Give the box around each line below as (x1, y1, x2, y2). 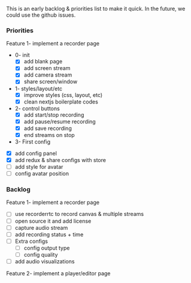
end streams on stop (23, 131, 75, 138)
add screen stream (23, 65, 71, 72)
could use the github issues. (6, 11, 76, 19)
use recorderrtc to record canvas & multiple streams (14, 211, 144, 218)
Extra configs (14, 238, 48, 245)
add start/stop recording (23, 111, 84, 118)
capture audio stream (14, 224, 68, 231)
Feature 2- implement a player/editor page (6, 269, 111, 277)
